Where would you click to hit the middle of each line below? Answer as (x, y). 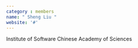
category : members (30, 11)
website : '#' (22, 22)
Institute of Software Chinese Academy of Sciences (69, 39)
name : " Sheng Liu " (32, 17)
